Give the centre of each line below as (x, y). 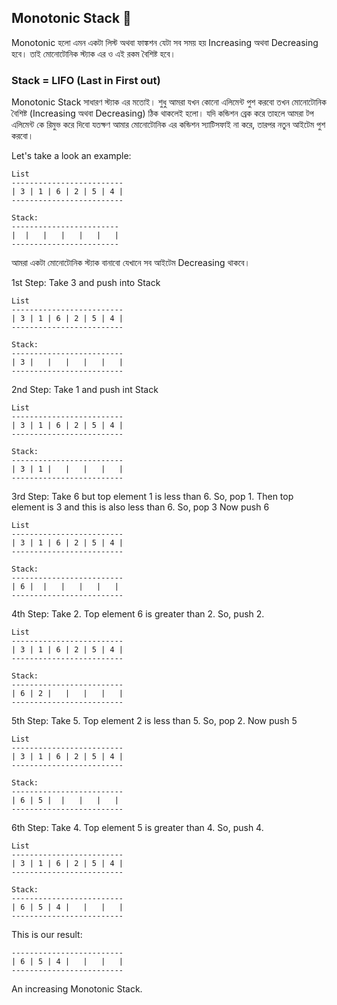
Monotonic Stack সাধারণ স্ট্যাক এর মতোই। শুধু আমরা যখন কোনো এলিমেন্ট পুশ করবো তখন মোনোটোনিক (169, 102)
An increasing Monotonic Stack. (77, 989)
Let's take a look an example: (71, 156)
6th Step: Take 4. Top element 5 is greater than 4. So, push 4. (137, 828)
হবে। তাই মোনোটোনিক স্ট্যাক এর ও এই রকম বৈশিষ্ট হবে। (94, 53)
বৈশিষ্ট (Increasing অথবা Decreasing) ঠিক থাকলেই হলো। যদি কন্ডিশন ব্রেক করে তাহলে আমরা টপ (162, 113)
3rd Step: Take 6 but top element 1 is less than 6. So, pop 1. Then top (152, 497)
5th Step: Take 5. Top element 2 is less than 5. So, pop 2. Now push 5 (154, 721)
